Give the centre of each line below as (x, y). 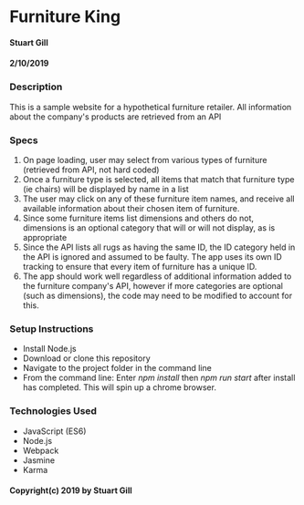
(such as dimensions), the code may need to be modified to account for (157, 295)
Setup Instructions (52, 328)
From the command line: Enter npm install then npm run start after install (159, 378)
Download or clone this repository (86, 358)
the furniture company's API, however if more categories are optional (152, 285)
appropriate (45, 237)
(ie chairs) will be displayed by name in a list (105, 189)
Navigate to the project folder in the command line (117, 368)
